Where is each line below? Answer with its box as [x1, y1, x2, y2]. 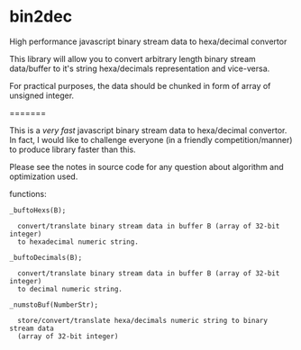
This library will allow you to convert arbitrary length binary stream [9, 53, 257, 64]
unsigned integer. [9, 90, 75, 101]
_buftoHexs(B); [9, 205, 67, 215]
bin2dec [9, 6, 73, 27]
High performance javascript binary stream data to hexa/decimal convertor [9, 36, 287, 47]
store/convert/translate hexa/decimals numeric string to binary [17, 316, 269, 325]
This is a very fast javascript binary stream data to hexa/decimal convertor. [9, 124, 287, 136]
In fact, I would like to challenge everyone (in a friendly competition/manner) [9, 134, 293, 145]
